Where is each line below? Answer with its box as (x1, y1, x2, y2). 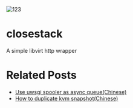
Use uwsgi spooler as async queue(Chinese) (15, 88, 127, 95)
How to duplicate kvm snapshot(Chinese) (15, 95, 118, 102)
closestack (6, 27, 63, 41)
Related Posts (6, 69, 77, 82)
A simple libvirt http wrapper (6, 47, 77, 54)
